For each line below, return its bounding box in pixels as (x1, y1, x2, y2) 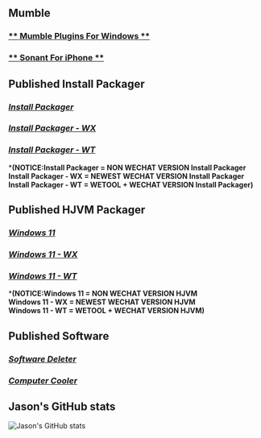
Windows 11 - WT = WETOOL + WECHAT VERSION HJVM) (8, 306, 205, 316)
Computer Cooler (8, 374, 78, 386)
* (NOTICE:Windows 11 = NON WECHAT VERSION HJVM (8, 289, 197, 299)
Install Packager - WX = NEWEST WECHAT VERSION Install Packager (8, 171, 245, 180)
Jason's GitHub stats (8, 399, 116, 413)
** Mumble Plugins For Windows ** (8, 31, 151, 42)
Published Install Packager (8, 76, 145, 91)
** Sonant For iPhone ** (8, 52, 105, 64)
